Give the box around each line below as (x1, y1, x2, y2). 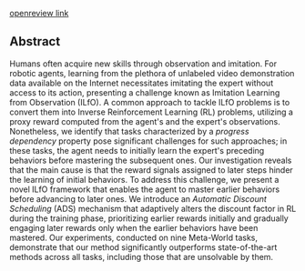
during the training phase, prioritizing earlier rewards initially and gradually (9, 213, 289, 224)
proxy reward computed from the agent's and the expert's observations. (9, 115, 280, 126)
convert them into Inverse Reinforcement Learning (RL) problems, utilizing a (9, 106, 294, 117)
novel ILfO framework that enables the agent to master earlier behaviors (9, 184, 280, 195)
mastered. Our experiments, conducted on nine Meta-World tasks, (9, 232, 258, 243)
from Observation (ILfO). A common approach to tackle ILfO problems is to (9, 96, 290, 107)
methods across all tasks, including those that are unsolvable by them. (9, 251, 274, 262)
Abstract (9, 34, 61, 49)
